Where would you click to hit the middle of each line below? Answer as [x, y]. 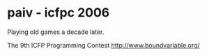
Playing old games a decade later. [56, 32]
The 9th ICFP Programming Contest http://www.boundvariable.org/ [103, 45]
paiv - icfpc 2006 [59, 13]
